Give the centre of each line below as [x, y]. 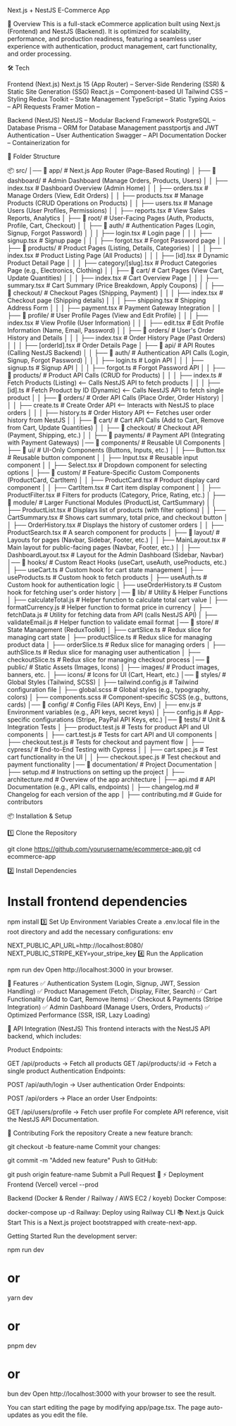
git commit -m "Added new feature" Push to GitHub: [82, 1160]
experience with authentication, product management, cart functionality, [112, 46]
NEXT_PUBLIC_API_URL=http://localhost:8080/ [75, 945]
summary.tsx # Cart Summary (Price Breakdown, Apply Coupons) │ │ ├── [116, 285]
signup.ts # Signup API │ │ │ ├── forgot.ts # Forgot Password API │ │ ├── [116, 368]
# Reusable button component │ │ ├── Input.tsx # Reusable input [103, 458]
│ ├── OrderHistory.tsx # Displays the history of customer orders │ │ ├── [116, 525]
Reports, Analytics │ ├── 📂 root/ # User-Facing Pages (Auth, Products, [111, 218]
